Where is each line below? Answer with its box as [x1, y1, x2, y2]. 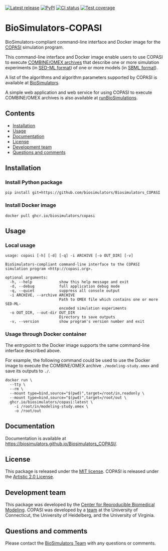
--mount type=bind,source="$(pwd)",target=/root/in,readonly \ [10, 390, 144, 396]
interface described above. [5, 347, 61, 353]
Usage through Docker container [5, 331, 87, 338]
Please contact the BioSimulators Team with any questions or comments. [5, 540, 156, 546]
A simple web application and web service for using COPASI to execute [5, 89, 152, 95]
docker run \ [5, 377, 33, 382]
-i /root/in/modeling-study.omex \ [14, 404, 89, 409]
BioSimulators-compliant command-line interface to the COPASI [5, 262, 140, 267]
